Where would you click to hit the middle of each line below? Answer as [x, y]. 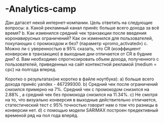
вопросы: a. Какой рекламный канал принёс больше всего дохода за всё [82, 27]
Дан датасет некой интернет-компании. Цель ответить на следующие [79, 23]
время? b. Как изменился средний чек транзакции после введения [76, 33]
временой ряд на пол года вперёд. [42, 115]
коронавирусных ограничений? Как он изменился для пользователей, [79, 38]
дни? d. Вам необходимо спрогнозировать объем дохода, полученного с [82, 59]
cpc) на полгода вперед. [31, 69]
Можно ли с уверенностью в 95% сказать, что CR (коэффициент [73, 49]
